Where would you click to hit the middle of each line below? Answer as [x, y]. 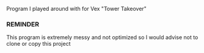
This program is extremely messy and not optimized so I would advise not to [102, 37]
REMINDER [23, 24]
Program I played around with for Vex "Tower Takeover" [76, 9]
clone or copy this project [38, 44]
